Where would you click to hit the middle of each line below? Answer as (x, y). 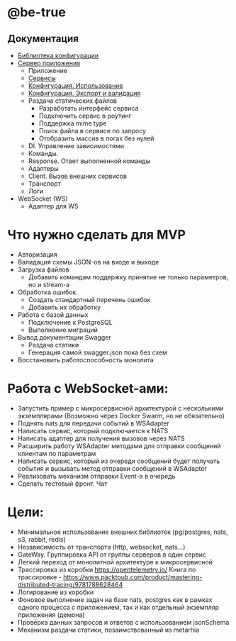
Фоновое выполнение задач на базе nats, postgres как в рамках (115, 599)
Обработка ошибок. (47, 292)
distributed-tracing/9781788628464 (70, 584)
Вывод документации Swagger (64, 337)
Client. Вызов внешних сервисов (78, 176)
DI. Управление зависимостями (76, 146)
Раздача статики (54, 345)
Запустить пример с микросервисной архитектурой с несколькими (120, 408)
